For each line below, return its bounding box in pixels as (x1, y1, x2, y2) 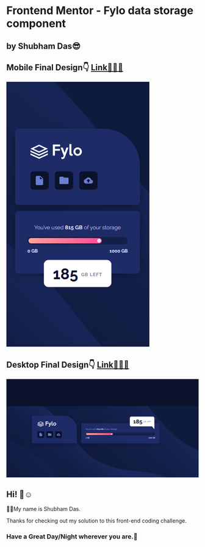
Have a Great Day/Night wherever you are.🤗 (6, 532, 138, 541)
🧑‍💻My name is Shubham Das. (6, 506, 81, 513)
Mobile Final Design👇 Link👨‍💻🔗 (6, 62, 123, 73)
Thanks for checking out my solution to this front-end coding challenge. (6, 517, 187, 524)
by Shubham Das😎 (6, 41, 81, 51)
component (6, 16, 66, 30)
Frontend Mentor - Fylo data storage (6, 4, 194, 18)
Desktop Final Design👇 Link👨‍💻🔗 (6, 359, 129, 370)
